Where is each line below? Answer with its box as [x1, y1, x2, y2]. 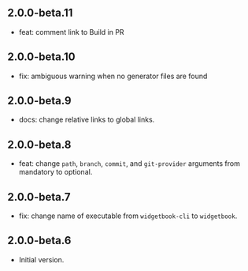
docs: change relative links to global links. [18, 115, 155, 125]
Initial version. [18, 254, 65, 264]
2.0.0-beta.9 [7, 94, 72, 107]
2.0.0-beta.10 [7, 51, 76, 64]
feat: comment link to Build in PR [18, 27, 124, 36]
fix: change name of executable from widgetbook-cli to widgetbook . [18, 211, 238, 220]
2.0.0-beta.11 [7, 6, 73, 20]
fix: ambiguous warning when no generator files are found [18, 71, 208, 81]
